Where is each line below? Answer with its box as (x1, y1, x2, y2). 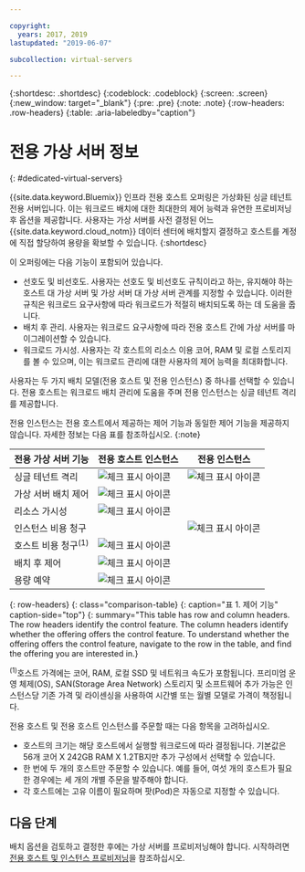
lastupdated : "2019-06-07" (9, 38, 112, 47)
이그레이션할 (22, 333, 68, 344)
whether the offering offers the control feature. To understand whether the (9, 628, 289, 639)
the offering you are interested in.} (9, 647, 139, 658)
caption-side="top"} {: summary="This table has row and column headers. (9, 609, 290, 620)
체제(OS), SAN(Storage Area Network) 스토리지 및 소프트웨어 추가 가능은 (18, 678, 284, 689)
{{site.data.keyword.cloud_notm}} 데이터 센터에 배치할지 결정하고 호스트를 (9, 226, 280, 237)
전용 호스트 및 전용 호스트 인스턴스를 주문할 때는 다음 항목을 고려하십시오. (9, 720, 270, 731)
